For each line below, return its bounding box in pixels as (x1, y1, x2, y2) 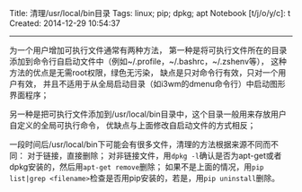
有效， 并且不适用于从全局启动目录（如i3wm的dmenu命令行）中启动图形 (16, 79, 286, 89)
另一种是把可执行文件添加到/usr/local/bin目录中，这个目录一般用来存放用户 (9, 109, 288, 119)
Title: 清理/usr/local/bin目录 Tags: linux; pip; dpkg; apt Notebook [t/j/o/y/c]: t (9, 8, 291, 18)
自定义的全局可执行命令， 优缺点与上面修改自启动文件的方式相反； (9, 120, 256, 130)
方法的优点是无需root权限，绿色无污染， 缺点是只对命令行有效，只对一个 (9, 67, 279, 78)
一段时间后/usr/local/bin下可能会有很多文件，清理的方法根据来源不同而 (9, 139, 271, 150)
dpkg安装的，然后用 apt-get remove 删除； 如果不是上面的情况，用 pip (9, 161, 264, 172)
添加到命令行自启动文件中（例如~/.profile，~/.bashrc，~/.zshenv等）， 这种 (9, 57, 288, 66)
